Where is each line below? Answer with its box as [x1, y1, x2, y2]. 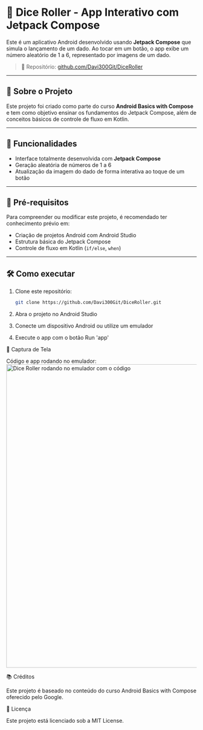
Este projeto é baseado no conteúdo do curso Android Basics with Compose [6, 687, 197, 694]
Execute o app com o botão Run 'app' [14, 334, 109, 342]
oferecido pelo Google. [6, 694, 63, 701]
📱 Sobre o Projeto [6, 86, 73, 96]
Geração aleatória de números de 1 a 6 [14, 161, 112, 169]
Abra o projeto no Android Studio [14, 311, 98, 318]
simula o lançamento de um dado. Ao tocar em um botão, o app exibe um [6, 45, 189, 52]
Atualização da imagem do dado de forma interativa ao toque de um [14, 167, 185, 175]
